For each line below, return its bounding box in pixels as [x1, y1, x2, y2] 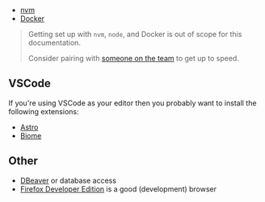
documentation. [27, 38, 81, 47]
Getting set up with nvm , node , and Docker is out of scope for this [27, 30, 242, 39]
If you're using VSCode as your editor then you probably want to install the [8, 98, 257, 108]
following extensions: [8, 106, 79, 116]
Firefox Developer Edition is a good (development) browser [19, 183, 217, 194]
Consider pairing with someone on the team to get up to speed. [27, 54, 240, 63]
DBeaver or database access [19, 175, 117, 185]
